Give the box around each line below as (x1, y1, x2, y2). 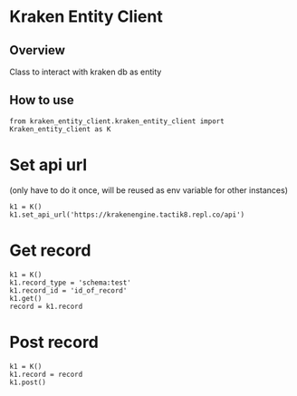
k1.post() (9, 378, 47, 387)
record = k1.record (9, 302, 83, 311)
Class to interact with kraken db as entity (9, 66, 162, 77)
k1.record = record (9, 370, 83, 379)
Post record (9, 332, 100, 353)
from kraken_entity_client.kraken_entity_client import (9, 116, 225, 126)
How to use (9, 92, 74, 108)
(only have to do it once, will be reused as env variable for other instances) (9, 184, 288, 196)
